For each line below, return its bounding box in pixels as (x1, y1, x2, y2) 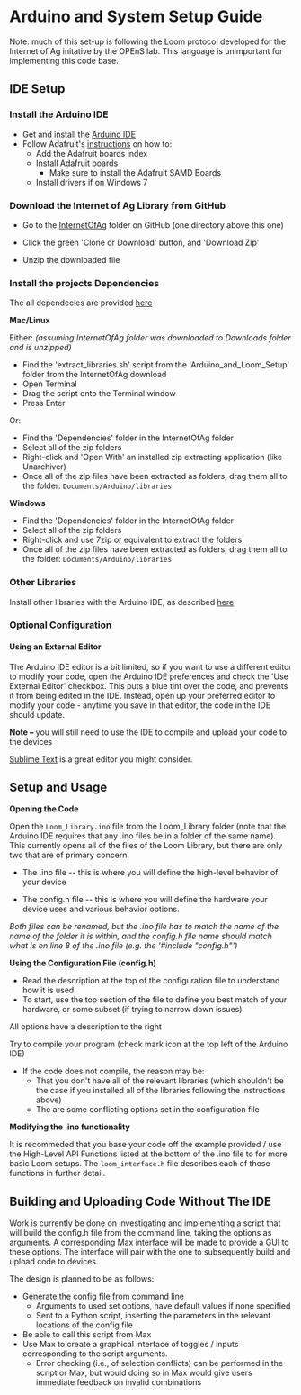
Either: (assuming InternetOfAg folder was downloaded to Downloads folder (9, 332, 291, 343)
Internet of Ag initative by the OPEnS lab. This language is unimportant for (9, 45, 283, 56)
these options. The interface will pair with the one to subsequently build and (9, 1246, 291, 1257)
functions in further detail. (9, 1168, 106, 1179)
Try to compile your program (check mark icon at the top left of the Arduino (9, 1038, 288, 1050)
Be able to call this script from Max (22, 1329, 152, 1340)
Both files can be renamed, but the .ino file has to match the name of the (9, 921, 279, 932)
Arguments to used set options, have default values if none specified (35, 1300, 291, 1311)
